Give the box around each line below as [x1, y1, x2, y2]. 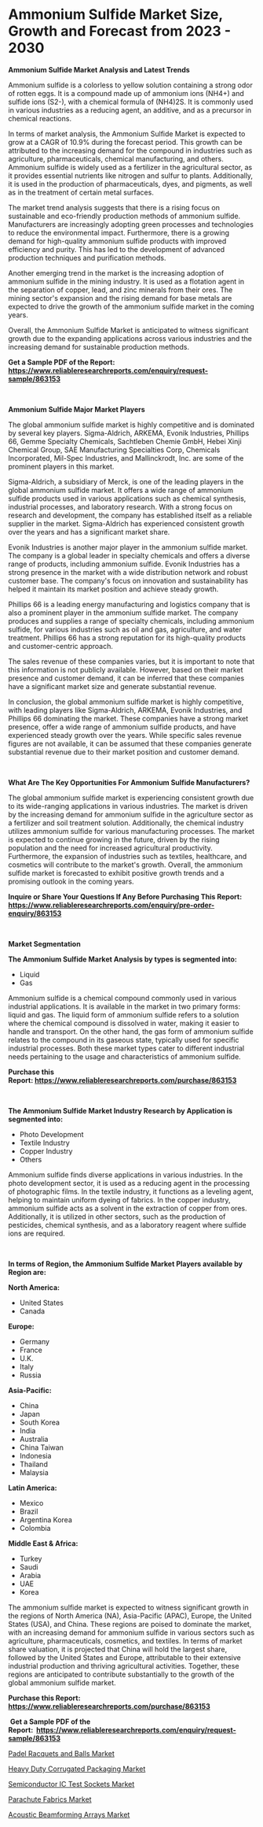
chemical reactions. [8, 113, 72, 123]
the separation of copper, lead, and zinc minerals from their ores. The [8, 285, 233, 295]
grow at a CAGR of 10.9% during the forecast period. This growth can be [8, 137, 243, 146]
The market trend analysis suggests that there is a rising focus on [8, 202, 220, 212]
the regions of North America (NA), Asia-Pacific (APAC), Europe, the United [8, 1610, 252, 1620]
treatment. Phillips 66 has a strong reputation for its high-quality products [8, 632, 246, 643]
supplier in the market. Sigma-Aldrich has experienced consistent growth [8, 518, 245, 528]
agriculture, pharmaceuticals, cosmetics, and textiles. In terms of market [8, 1636, 243, 1645]
